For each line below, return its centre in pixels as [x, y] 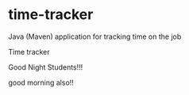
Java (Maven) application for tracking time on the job [95, 36]
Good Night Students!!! [46, 67]
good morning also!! [41, 82]
